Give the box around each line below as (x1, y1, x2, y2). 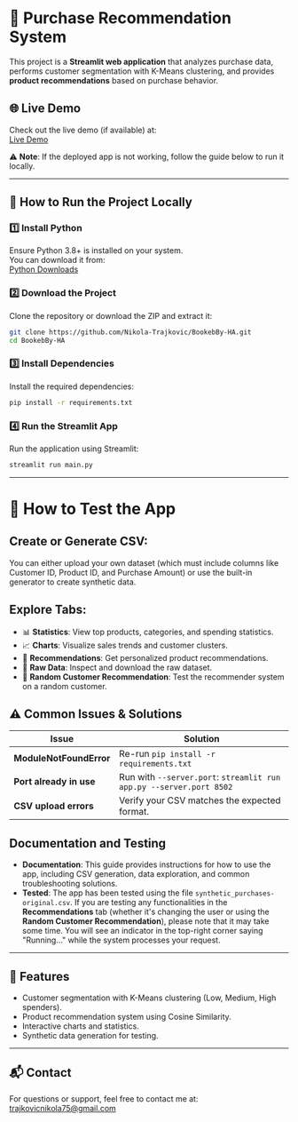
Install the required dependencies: (9, 381, 135, 392)
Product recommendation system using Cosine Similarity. (21, 1012, 232, 1023)
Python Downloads (9, 264, 79, 275)
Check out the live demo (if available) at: (9, 124, 157, 135)
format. (119, 806, 149, 818)
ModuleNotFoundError (13, 752, 111, 765)
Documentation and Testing (9, 835, 167, 851)
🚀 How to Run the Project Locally (9, 195, 192, 210)
